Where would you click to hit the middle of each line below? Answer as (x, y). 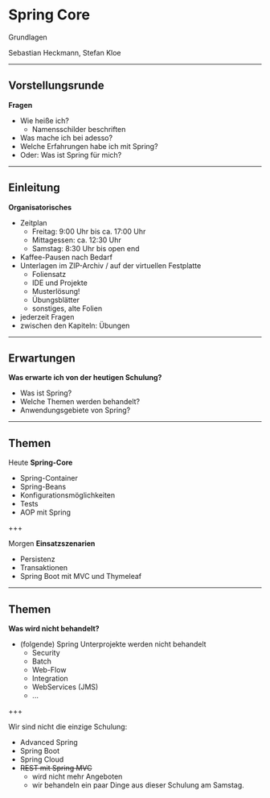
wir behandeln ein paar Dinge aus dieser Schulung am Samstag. (138, 785)
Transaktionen (44, 568)
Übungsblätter (56, 300)
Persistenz (37, 559)
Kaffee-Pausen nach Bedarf (66, 257)
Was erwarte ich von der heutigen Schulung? (85, 378)
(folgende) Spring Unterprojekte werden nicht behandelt (113, 644)
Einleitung (34, 188)
